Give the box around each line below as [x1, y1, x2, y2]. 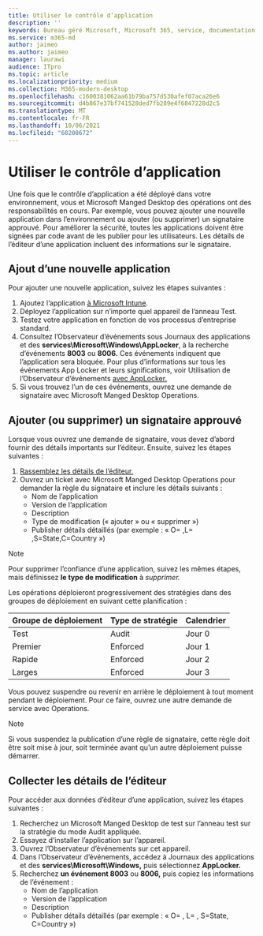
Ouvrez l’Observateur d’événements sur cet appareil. [19, 844, 191, 853]
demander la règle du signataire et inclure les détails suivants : [19, 483, 223, 493]
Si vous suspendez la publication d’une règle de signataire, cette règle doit [8, 735, 250, 744]
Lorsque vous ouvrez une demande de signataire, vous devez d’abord [8, 435, 235, 444]
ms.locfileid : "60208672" [8, 129, 93, 137]
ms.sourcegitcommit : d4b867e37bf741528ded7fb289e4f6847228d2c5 [8, 99, 220, 107]
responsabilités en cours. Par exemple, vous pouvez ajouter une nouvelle [8, 206, 246, 215]
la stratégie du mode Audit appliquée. [19, 827, 142, 837]
